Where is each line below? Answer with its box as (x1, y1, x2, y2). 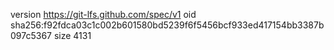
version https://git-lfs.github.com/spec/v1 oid (10, 9, 197, 20)
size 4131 (53, 30, 92, 41)
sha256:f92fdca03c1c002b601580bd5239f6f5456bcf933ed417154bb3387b (10, 19, 325, 31)
